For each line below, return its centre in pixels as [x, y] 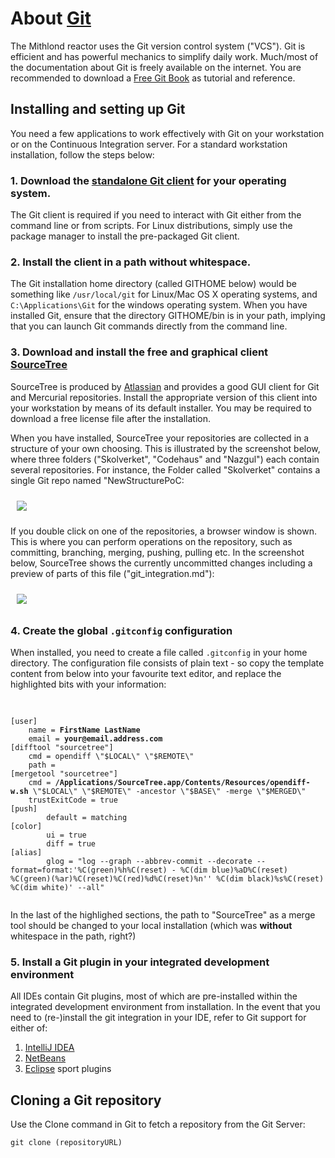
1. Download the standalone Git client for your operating [148, 180]
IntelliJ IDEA [49, 1048]
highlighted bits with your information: [88, 684]
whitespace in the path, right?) [73, 936]
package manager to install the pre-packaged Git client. [125, 236]
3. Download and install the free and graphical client [139, 352]
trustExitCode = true [73, 800]
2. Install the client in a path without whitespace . [131, 262]
